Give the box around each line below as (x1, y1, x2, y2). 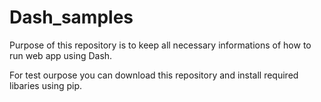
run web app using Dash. (9, 49, 113, 61)
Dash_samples (9, 6, 134, 29)
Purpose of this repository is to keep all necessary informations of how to (9, 39, 312, 51)
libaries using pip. (9, 79, 83, 91)
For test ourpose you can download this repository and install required (9, 69, 299, 81)
